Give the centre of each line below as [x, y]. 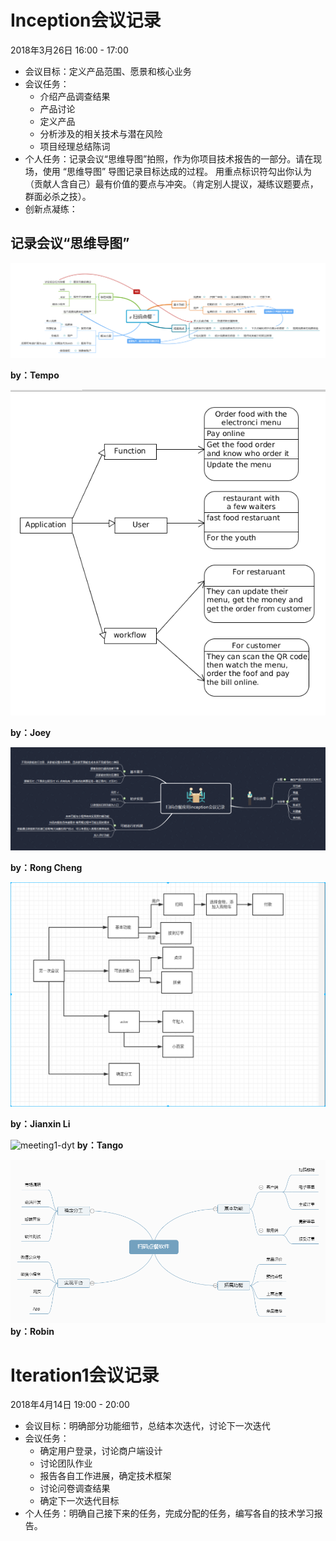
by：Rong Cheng [46, 868]
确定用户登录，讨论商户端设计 [101, 1451]
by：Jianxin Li [40, 1123]
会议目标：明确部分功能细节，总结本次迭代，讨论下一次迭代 [147, 1426]
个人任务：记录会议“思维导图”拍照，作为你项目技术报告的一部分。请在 [169, 158]
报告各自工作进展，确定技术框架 [105, 1476]
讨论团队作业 [66, 1463]
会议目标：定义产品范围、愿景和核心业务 [108, 71]
